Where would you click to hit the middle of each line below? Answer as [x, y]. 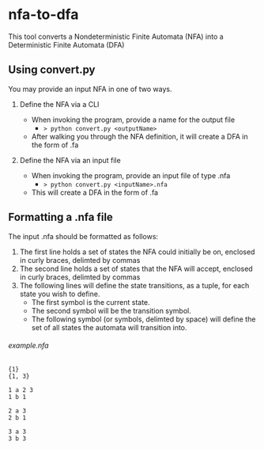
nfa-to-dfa [43, 15]
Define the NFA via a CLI [59, 104]
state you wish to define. [60, 294]
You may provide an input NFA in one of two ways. [90, 89]
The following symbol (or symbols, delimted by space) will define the [143, 319]
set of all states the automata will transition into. [109, 327]
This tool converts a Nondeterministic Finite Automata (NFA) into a [116, 36]
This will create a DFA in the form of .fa [95, 192]
